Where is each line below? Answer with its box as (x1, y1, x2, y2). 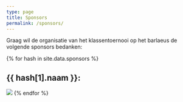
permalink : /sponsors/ (6, 20, 64, 26)
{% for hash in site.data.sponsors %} (6, 55, 99, 63)
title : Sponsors (6, 15, 47, 21)
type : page (6, 8, 34, 15)
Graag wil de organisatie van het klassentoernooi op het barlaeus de (6, 37, 178, 44)
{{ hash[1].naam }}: (6, 72, 81, 83)
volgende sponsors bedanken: (6, 43, 83, 50)
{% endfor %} (13, 89, 49, 97)
